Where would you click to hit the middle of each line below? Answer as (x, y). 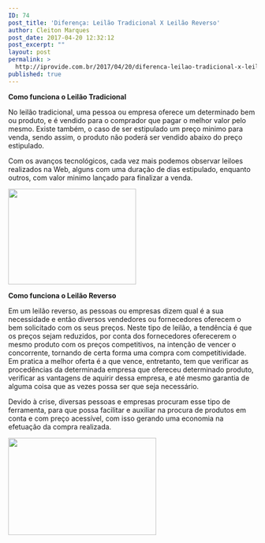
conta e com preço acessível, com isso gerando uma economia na (116, 418)
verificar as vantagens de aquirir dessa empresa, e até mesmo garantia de (129, 378)
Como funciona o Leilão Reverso (62, 295)
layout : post (30, 52)
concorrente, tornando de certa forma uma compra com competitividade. (127, 353)
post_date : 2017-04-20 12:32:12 (61, 37)
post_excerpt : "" (37, 45)
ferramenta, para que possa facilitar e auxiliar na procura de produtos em (127, 410)
